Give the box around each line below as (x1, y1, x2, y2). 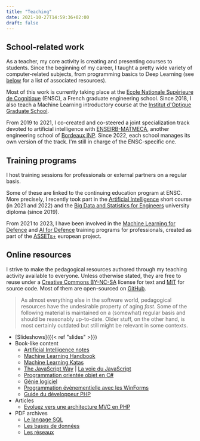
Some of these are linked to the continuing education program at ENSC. (6, 189, 183, 196)
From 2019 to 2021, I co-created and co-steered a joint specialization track (6, 119, 190, 126)
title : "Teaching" (6, 8, 52, 15)
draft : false (6, 20, 39, 26)
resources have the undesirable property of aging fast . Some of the (20, 302, 187, 310)
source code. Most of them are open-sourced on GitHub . (6, 284, 146, 292)
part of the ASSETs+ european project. (6, 232, 101, 240)
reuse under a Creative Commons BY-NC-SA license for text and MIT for (6, 278, 185, 286)
